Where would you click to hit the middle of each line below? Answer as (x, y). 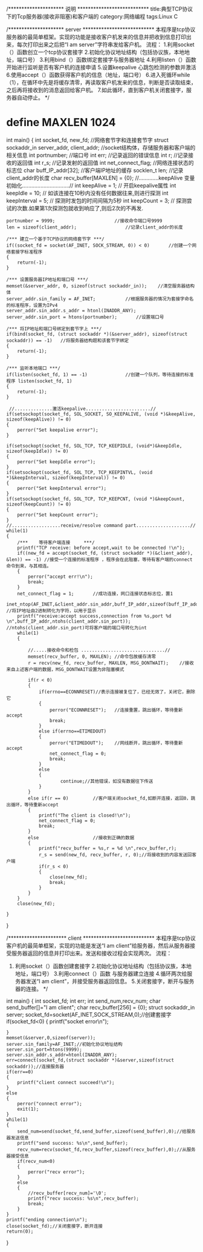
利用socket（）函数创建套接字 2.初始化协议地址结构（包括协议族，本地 (103, 966)
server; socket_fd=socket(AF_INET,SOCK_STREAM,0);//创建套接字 (89, 1014)
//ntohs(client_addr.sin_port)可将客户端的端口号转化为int (76, 628)
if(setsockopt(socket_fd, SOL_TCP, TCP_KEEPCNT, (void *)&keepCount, (96, 499)
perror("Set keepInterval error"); (62, 488)
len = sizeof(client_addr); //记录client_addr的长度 (95, 227)
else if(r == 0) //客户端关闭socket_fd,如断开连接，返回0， (110, 798)
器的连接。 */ (31, 989)
